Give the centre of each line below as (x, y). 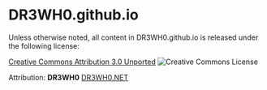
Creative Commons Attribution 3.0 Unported (82, 62)
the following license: (44, 45)
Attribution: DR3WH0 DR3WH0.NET (69, 77)
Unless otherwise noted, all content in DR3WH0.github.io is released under (133, 37)
